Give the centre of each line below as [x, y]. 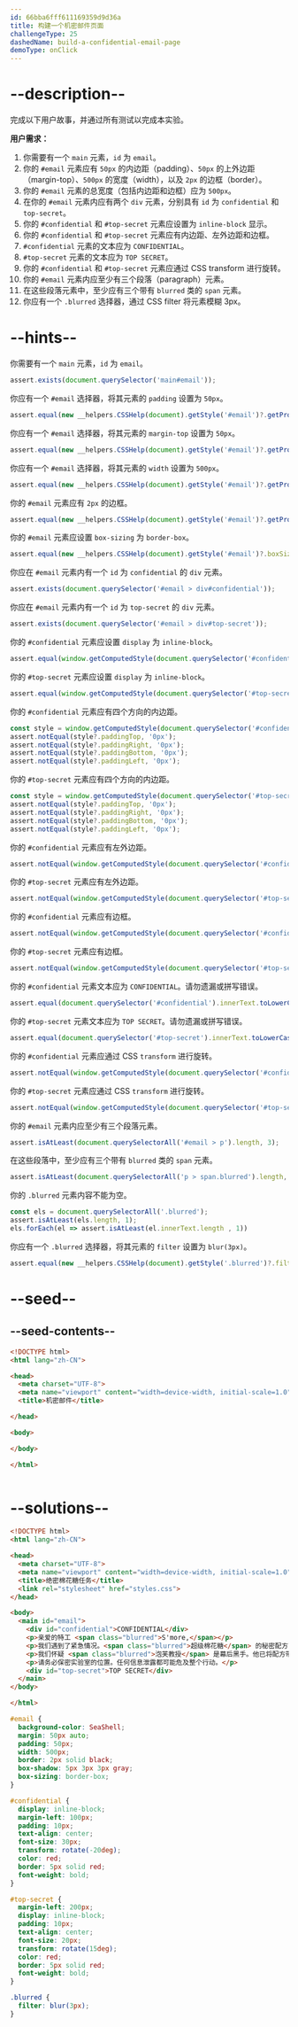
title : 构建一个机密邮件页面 [57, 26]
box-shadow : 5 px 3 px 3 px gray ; [76, 1768]
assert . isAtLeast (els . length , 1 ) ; [74, 1220]
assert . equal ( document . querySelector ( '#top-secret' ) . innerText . [131, 1037]
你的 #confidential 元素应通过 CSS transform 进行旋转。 [114, 1056]
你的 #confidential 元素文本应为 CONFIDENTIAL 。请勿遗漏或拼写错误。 [137, 986]
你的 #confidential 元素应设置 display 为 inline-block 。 [114, 642]
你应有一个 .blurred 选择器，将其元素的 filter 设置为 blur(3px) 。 [131, 1246]
